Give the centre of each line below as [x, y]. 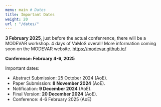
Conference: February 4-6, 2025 [40, 59]
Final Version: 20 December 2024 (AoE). [55, 94]
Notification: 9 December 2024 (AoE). [52, 89]
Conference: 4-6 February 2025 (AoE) [52, 99]
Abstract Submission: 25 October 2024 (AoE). [60, 78]
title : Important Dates [30, 15]
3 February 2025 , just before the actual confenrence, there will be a [76, 38]
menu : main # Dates [26, 10]
